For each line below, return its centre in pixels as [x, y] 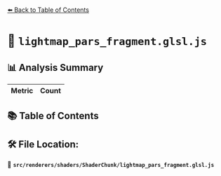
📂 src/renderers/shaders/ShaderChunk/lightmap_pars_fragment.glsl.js [111, 165]
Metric [22, 91]
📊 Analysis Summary [55, 68]
